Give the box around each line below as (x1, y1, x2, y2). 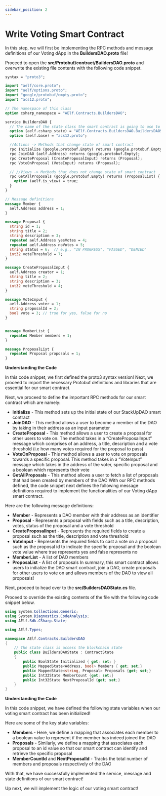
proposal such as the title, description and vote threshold (12, 533, 128, 539)
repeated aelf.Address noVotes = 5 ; (9, 242, 85, 247)
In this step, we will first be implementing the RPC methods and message (5, 45, 154, 51)
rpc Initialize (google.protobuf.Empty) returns (9, 147, 112, 152)
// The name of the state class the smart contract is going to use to (9, 124, 161, 129)
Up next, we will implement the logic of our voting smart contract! (5, 786, 138, 792)
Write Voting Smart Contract (5, 28, 124, 40)
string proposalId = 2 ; (9, 306, 58, 311)
